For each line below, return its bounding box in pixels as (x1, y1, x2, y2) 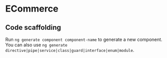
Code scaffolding (5, 23, 61, 32)
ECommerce (5, 3, 59, 15)
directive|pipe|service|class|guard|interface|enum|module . (5, 47, 134, 53)
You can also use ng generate (5, 42, 68, 48)
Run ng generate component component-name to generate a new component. (5, 36, 163, 42)
